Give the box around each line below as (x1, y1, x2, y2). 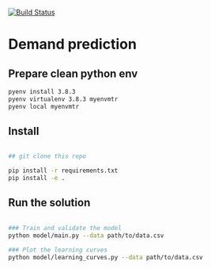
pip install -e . (8, 175, 66, 183)
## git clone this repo (8, 152, 87, 160)
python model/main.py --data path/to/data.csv (8, 231, 164, 240)
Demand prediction (8, 36, 137, 53)
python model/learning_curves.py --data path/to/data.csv (8, 253, 203, 261)
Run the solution (8, 196, 91, 209)
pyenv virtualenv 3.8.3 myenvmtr (8, 95, 119, 103)
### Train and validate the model (8, 224, 122, 232)
